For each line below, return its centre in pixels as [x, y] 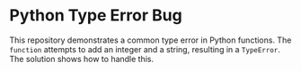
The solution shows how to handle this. [82, 59]
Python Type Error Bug [96, 16]
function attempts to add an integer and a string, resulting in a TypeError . [145, 49]
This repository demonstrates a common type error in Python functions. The [150, 40]
